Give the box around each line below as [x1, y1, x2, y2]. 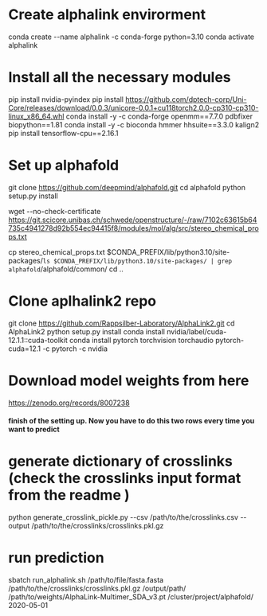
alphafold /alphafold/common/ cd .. [8, 264, 124, 274]
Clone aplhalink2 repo [8, 292, 157, 310]
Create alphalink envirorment [8, 6, 206, 24]
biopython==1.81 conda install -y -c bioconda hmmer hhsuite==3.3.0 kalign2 [8, 119, 260, 129]
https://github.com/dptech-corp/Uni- [124, 94, 247, 104]
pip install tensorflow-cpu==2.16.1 [8, 128, 119, 138]
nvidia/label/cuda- [167, 326, 227, 336]
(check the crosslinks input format [8, 470, 241, 487]
